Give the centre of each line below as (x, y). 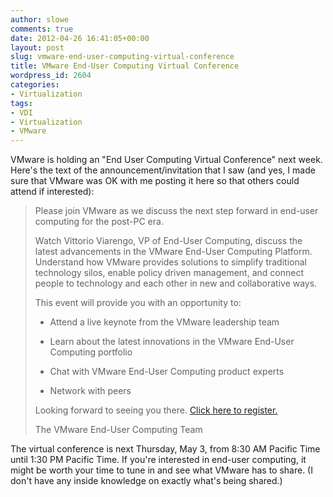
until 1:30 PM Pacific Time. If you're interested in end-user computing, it (158, 460)
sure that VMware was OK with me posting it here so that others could (155, 181)
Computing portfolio (91, 352)
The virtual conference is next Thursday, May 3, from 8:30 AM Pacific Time (165, 449)
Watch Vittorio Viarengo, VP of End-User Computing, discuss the (168, 241)
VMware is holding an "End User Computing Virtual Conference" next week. (166, 160)
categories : (35, 85)
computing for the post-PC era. (99, 222)
